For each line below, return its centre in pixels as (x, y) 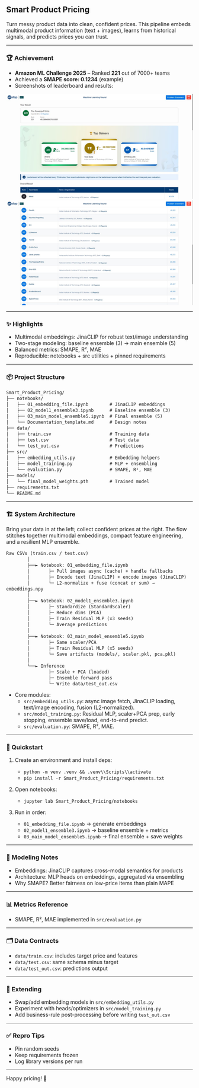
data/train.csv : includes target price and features (76, 956)
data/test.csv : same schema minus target (66, 962)
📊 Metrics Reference (37, 904)
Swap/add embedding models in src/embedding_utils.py (84, 1002)
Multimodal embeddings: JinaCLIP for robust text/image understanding (101, 337)
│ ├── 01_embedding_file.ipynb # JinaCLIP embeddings (86, 404)
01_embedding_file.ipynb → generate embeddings (85, 824)
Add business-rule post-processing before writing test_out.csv (92, 1015)
